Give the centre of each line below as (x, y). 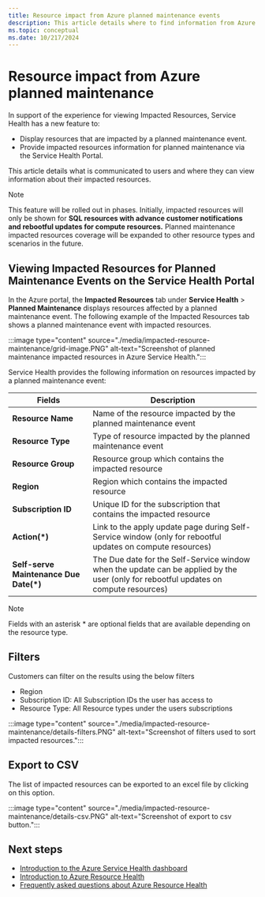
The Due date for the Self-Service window (172, 559)
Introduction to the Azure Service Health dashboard (103, 869)
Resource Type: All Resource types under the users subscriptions (126, 708)
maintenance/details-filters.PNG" (62, 732)
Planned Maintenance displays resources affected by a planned (113, 308)
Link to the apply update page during (161, 527)
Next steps (35, 850)
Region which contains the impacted (160, 481)
